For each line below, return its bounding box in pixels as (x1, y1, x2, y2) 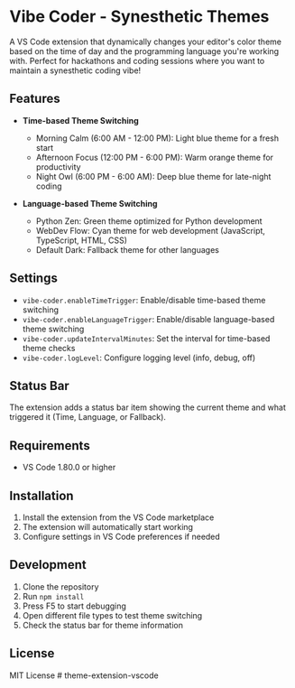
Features (9, 91, 60, 107)
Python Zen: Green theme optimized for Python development (35, 215, 263, 227)
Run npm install (22, 590, 85, 601)
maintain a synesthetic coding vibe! (9, 65, 142, 76)
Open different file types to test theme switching (22, 609, 203, 620)
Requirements (9, 438, 90, 453)
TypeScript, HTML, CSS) (35, 235, 128, 246)
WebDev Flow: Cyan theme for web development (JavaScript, (35, 225, 266, 236)
